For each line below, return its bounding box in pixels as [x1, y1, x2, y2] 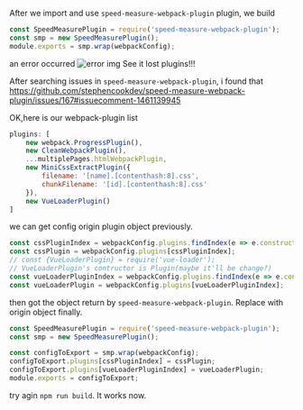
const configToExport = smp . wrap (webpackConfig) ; [9, 349, 200, 358]
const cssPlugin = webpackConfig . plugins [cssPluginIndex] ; [9, 247, 236, 256]
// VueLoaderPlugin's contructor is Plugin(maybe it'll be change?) [9, 264, 272, 273]
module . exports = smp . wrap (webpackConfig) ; [9, 41, 176, 50]
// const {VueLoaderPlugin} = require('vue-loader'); [9, 256, 216, 265]
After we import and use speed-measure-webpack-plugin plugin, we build [9, 8, 275, 18]
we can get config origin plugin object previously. [9, 221, 193, 232]
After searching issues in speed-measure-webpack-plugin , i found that [9, 76, 264, 87]
